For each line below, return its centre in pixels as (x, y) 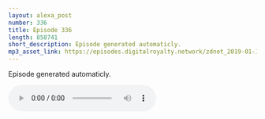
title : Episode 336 (40, 30)
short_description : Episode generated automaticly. (95, 45)
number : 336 (28, 23)
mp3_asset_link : (35, 52)
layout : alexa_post (40, 15)
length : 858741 (33, 37)
